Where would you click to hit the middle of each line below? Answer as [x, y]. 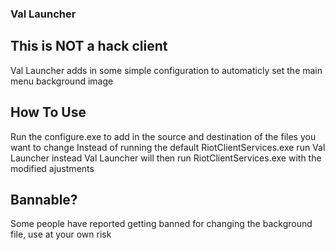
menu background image [62, 81]
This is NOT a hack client [89, 46]
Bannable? [44, 199]
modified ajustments [52, 168]
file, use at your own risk [61, 234]
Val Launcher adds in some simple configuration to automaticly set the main [166, 70]
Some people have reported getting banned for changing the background [161, 224]
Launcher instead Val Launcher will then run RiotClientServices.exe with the [166, 158]
